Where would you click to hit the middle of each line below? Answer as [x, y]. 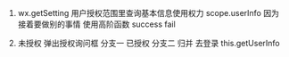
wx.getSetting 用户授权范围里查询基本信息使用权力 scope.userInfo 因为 [148, 13]
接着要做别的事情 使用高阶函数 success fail [96, 24]
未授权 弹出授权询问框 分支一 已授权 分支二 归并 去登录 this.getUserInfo [149, 43]
